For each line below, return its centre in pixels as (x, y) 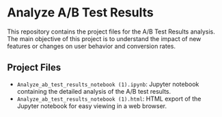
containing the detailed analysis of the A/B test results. (94, 91)
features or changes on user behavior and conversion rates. (92, 46)
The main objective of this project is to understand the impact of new (104, 38)
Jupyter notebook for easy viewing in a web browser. (92, 106)
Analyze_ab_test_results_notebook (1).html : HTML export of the (109, 99)
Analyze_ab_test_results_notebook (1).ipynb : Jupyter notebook (108, 84)
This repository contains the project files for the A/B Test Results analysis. (111, 31)
